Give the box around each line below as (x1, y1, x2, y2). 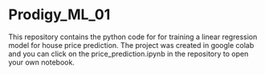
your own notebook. (8, 57, 75, 67)
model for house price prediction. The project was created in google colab (8, 40, 255, 49)
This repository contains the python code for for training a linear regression (8, 32, 258, 41)
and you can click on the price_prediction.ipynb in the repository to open (8, 49, 249, 58)
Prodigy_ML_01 (8, 6, 111, 24)
